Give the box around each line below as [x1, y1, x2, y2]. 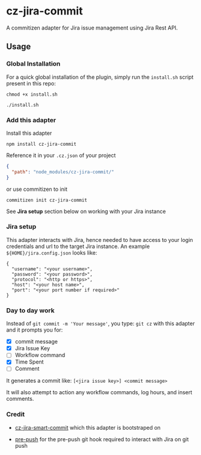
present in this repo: [6, 79, 56, 87]
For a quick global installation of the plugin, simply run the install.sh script [6, 73, 194, 81]
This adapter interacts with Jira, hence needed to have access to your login [6, 236, 194, 243]
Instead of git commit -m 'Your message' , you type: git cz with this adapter [6, 320, 195, 327]
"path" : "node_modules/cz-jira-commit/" [11, 169, 114, 175]
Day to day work [6, 306, 55, 314]
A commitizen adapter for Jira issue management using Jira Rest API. [6, 24, 178, 31]
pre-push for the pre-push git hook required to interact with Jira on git [14, 435, 189, 443]
